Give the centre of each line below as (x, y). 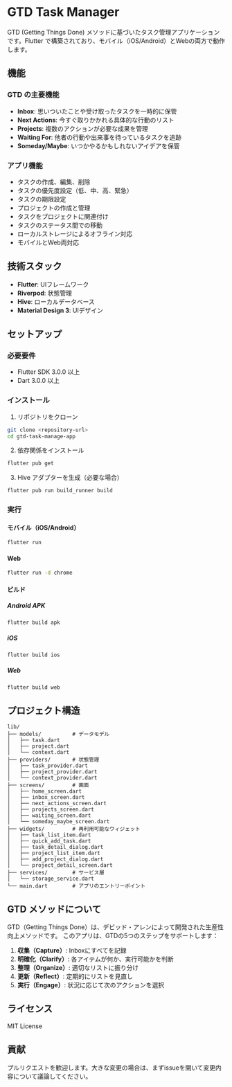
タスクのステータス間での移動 (60, 225)
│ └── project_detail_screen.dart (60, 865)
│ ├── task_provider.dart (48, 766)
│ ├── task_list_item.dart (49, 835)
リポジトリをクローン (47, 417)
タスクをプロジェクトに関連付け (63, 216)
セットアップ (35, 334)
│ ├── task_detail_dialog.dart (55, 847)
